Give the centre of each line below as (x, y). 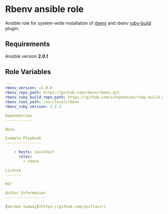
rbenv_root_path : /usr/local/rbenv (42, 102)
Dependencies (19, 115)
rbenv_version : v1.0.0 (29, 88)
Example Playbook (23, 138)
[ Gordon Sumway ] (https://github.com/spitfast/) (56, 207)
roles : (25, 157)
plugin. (12, 28)
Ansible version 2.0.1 (27, 56)
